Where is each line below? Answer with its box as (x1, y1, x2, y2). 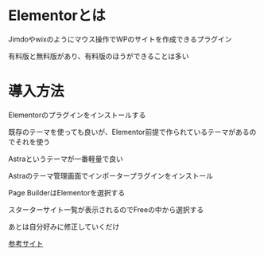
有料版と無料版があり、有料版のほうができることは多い (8, 51, 189, 61)
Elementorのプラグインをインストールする (8, 110, 146, 120)
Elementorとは (8, 6, 106, 25)
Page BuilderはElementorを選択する (8, 187, 126, 197)
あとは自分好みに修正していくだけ (8, 222, 120, 231)
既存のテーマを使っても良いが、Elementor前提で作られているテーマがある (8, 127, 250, 136)
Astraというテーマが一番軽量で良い (8, 154, 123, 163)
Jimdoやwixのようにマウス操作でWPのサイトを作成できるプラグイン (8, 34, 232, 44)
